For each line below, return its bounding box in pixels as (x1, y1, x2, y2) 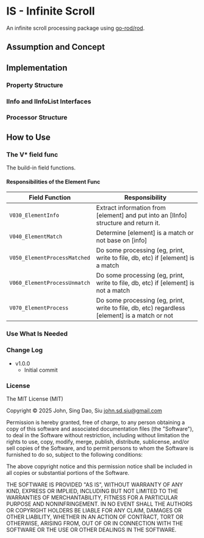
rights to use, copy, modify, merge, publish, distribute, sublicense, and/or (6, 438, 189, 445)
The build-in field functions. (6, 164, 76, 171)
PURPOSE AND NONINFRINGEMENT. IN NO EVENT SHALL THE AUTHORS (6, 500, 193, 508)
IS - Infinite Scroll (6, 4, 95, 18)
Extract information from (96, 203, 166, 212)
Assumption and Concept (6, 42, 105, 52)
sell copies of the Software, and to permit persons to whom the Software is (6, 444, 194, 452)
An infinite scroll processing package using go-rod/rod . (6, 24, 145, 32)
